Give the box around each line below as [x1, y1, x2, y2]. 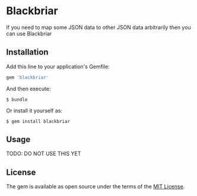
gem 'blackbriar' [6, 74, 49, 81]
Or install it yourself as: [6, 107, 62, 114]
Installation [6, 47, 49, 57]
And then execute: [6, 85, 51, 92]
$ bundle [6, 97, 28, 102]
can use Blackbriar [6, 30, 52, 37]
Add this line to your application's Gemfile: [6, 63, 110, 70]
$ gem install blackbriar [6, 118, 70, 124]
